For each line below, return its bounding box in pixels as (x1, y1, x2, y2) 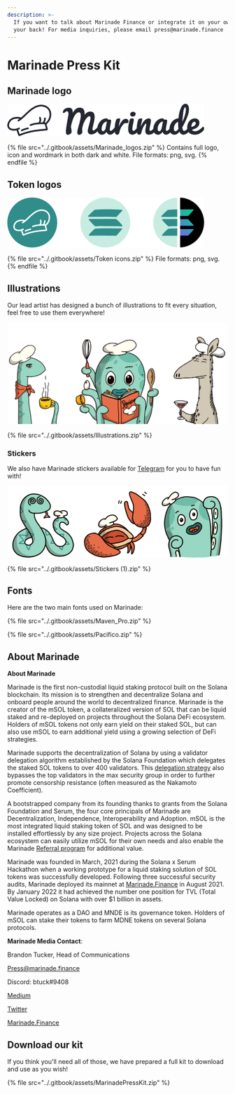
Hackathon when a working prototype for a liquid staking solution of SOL (7, 866, 217, 874)
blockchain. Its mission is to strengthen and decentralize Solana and (7, 690, 204, 699)
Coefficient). (7, 786, 43, 795)
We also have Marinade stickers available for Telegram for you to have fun (7, 465, 222, 473)
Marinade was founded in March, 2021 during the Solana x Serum (7, 858, 197, 866)
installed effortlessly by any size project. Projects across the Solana (7, 829, 202, 837)
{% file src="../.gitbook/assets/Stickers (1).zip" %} (7, 564, 152, 573)
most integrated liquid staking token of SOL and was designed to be (7, 822, 203, 830)
